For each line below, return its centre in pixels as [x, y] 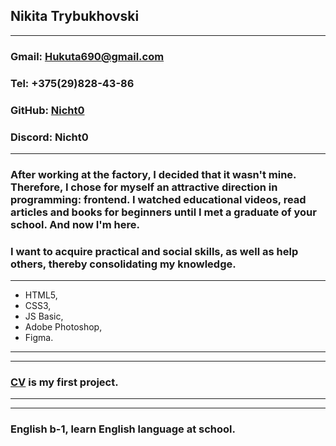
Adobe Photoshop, [63, 327]
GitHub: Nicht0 [47, 110]
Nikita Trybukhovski [75, 16]
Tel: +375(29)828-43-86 [72, 83]
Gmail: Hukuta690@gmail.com [87, 56]
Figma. [39, 338]
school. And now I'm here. [75, 224]
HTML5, [41, 295]
